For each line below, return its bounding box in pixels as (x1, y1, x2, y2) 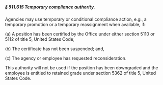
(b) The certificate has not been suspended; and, (5, 46, 105, 52)
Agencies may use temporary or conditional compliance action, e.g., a (5, 16, 147, 22)
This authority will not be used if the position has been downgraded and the (5, 64, 159, 71)
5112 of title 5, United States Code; (5, 36, 75, 42)
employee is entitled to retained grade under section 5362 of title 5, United (5, 70, 156, 76)
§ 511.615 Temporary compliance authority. (5, 4, 96, 10)
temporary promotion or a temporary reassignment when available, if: (5, 21, 146, 27)
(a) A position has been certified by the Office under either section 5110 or (5, 31, 155, 37)
